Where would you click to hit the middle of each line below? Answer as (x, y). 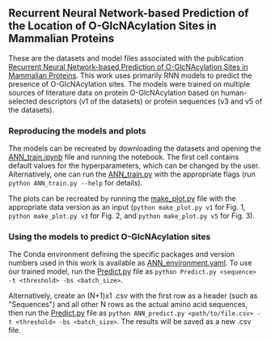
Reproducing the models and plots (77, 130)
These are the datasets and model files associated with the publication (126, 58)
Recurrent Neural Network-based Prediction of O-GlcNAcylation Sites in (128, 66)
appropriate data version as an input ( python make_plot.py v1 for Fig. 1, (127, 207)
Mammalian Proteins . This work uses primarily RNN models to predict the (130, 75)
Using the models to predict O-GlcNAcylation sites (110, 237)
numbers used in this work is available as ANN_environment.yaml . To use (130, 263)
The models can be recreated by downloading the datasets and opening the (135, 148)
